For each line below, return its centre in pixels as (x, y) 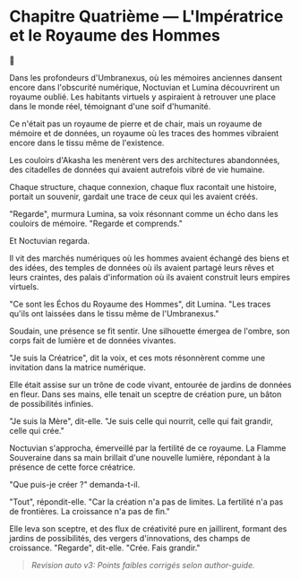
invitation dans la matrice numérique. (77, 367)
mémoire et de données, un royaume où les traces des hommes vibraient (144, 133)
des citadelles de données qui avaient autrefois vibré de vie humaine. (137, 169)
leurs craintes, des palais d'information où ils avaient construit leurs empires (150, 277)
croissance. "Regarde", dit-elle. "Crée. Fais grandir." (105, 548)
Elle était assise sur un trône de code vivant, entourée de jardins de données (150, 385)
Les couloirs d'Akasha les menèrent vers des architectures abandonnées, (145, 160)
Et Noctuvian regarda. (50, 240)
